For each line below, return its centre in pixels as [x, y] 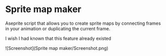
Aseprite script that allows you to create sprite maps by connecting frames [83, 23]
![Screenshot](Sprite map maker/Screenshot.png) [57, 48]
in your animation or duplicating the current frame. [58, 28]
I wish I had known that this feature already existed [58, 38]
